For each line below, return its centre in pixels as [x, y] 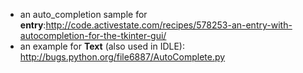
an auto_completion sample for [83, 14]
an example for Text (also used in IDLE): [102, 46]
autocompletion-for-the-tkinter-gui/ [93, 35]
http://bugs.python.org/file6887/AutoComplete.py [122, 57]
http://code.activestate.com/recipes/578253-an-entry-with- [169, 25]
